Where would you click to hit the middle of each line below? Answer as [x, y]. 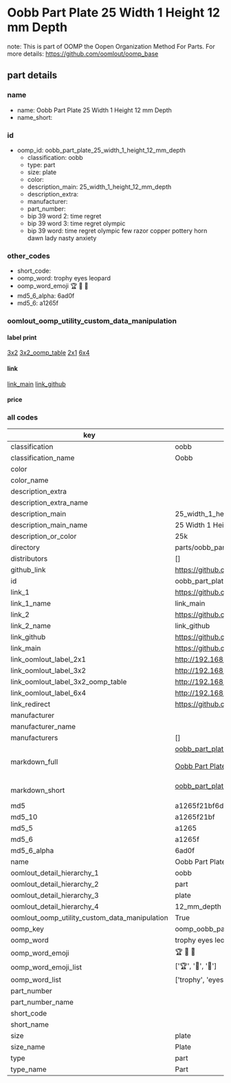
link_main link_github [37, 384]
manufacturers [34, 738]
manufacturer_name [43, 727]
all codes [23, 417]
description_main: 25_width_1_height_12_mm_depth [99, 187]
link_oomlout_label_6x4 [48, 693]
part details [32, 75]
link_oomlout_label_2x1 [48, 659]
